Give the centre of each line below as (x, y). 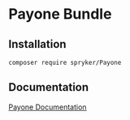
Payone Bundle (60, 14)
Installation (37, 44)
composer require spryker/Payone (65, 62)
